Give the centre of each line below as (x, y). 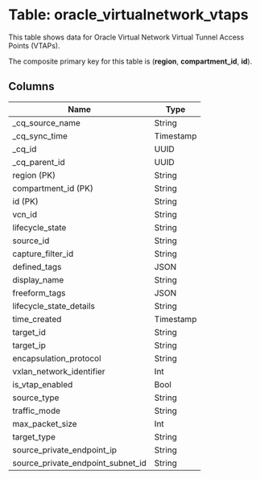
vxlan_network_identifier (59, 371)
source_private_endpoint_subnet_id (80, 463)
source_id (31, 241)
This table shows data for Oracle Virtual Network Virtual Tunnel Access (126, 37)
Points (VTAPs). (34, 45)
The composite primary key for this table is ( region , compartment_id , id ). (130, 61)
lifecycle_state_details (54, 306)
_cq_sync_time (40, 136)
